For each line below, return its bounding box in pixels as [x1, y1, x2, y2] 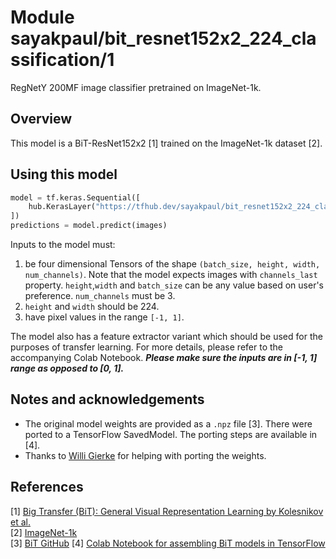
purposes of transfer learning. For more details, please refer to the [10, 341, 283, 353]
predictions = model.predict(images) [10, 221, 168, 231]
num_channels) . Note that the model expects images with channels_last [24, 269, 318, 281]
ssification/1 [10, 49, 115, 71]
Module [10, 6, 75, 29]
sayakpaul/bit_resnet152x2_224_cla [10, 27, 317, 50]
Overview [10, 111, 73, 128]
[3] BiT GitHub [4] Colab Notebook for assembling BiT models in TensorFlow [10, 537, 326, 549]
